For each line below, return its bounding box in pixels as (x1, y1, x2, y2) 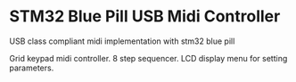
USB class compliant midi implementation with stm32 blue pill (9, 36, 235, 46)
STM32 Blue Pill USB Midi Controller (9, 6, 281, 27)
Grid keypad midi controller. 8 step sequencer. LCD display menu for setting (9, 53, 288, 63)
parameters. (9, 62, 54, 73)
